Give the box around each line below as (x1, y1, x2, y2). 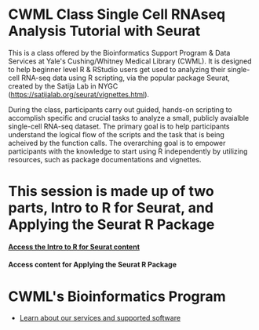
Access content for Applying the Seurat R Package (8, 260, 177, 270)
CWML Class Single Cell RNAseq (8, 5, 226, 24)
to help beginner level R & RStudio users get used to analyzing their (8, 64, 226, 74)
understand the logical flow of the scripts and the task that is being (8, 129, 225, 139)
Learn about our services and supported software (19, 314, 181, 323)
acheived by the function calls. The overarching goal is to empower (8, 138, 226, 147)
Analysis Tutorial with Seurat (8, 22, 201, 40)
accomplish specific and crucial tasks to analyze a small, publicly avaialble (8, 113, 250, 122)
